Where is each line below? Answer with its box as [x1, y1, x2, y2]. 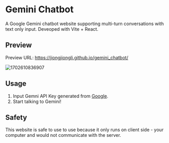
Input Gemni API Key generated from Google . [12, 93, 109, 99]
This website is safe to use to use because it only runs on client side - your [5, 127, 164, 133]
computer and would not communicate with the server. [5, 132, 122, 138]
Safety [5, 113, 27, 121]
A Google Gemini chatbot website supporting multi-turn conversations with [5, 21, 164, 27]
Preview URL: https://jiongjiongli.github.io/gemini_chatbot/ [5, 54, 128, 60]
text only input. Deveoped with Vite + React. [5, 26, 99, 32]
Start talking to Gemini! [12, 98, 62, 105]
